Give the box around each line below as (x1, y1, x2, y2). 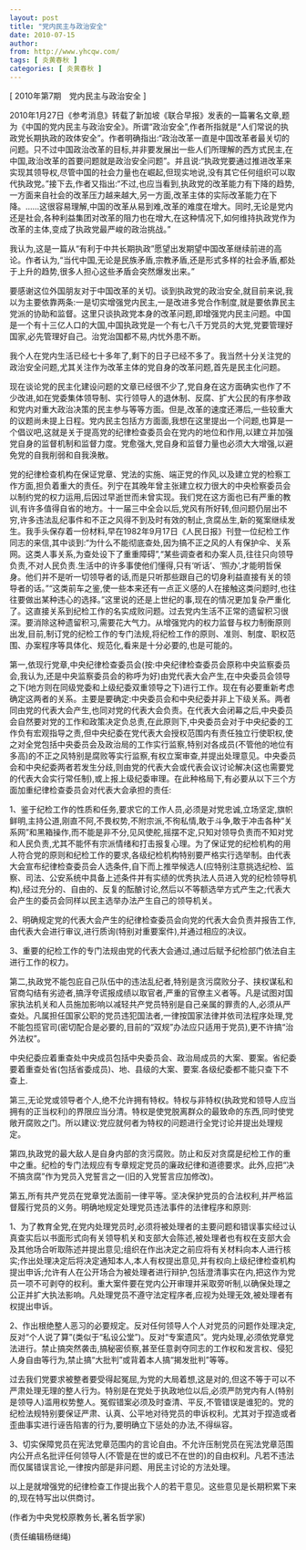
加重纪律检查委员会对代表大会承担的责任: (16, 784, 172, 795)
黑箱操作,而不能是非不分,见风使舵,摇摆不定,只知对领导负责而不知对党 (36, 826, 294, 837)
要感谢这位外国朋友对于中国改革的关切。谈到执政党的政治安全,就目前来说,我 (9, 284, 294, 296)
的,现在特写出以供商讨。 (9, 1492, 100, 1503)
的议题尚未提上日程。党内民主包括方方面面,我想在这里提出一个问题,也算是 (9, 415, 286, 426)
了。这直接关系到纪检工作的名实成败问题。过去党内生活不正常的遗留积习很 (9, 605, 289, 616)
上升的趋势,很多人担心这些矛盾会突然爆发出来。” (16, 265, 196, 276)
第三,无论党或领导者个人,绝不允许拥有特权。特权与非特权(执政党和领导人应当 (9, 1094, 297, 1105)
